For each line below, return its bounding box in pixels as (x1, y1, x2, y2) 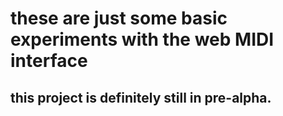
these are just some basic (10, 7, 228, 30)
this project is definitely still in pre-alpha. (10, 89, 272, 106)
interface (10, 50, 88, 72)
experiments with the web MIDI (10, 28, 275, 51)
